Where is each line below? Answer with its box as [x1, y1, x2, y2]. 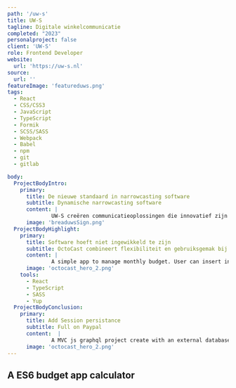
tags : [7, 89, 23, 96]
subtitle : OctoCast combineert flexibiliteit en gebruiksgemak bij [25, 245, 228, 252]
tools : [20, 271, 39, 278]
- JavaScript [13, 108, 52, 115]
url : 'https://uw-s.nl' [13, 63, 83, 70]
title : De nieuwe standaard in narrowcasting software [25, 193, 190, 200]
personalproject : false [7, 37, 77, 44]
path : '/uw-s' [7, 10, 49, 18]
